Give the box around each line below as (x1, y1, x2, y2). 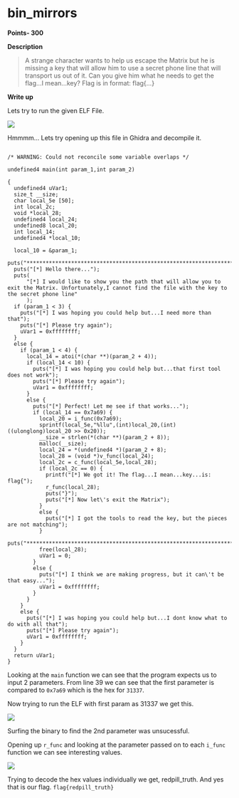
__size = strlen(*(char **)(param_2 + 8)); (38, 434, 171, 441)
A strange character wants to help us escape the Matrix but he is (24, 56, 215, 65)
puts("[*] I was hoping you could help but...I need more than (20, 309, 212, 316)
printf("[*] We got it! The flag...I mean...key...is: (45, 471, 212, 478)
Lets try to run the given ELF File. (7, 106, 105, 115)
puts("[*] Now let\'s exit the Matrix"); (45, 496, 171, 503)
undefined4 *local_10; (14, 234, 81, 241)
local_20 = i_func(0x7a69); (38, 415, 122, 422)
